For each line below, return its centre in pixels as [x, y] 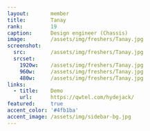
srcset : [25, 59]
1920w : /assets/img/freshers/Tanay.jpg [82, 65]
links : [17, 85]
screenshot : [24, 46]
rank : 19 [32, 26]
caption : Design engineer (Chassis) [68, 33]
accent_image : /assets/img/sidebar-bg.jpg [69, 116]
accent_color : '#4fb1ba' [43, 110]
